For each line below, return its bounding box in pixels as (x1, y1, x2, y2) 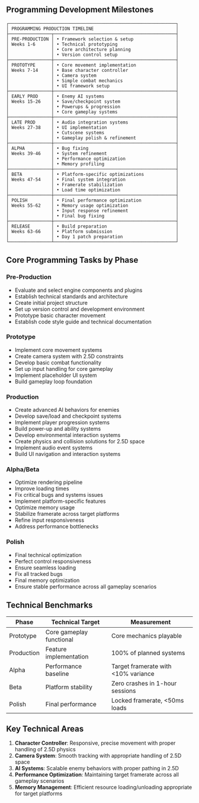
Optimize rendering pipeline (14, 478, 83, 486)
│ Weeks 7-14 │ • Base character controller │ (6, 67, 179, 73)
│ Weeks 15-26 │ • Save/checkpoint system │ (6, 98, 179, 105)
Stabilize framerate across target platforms (14, 511, 120, 518)
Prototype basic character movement (14, 311, 106, 319)
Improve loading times (14, 485, 69, 492)
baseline (45, 669, 69, 678)
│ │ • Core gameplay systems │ (6, 109, 179, 115)
